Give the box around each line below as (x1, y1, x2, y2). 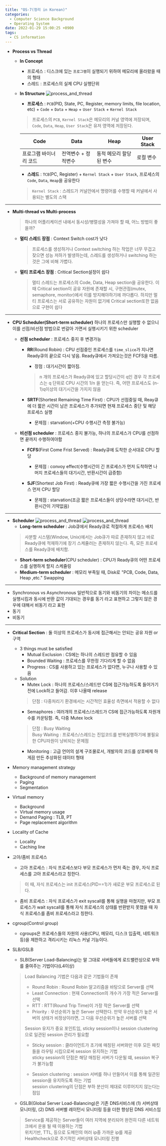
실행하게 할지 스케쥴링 (29, 563, 72, 569)
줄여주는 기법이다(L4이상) (25, 963, 75, 969)
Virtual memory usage (19, 809, 65, 814)
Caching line (19, 844, 45, 850)
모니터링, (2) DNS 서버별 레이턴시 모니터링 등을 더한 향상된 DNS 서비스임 (19, 1106, 161, 1112)
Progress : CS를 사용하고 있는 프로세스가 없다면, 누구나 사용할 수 (27, 664, 153, 669)
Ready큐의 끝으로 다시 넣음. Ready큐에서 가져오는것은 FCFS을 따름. (27, 352, 159, 359)
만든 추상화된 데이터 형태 (36, 754, 84, 760)
